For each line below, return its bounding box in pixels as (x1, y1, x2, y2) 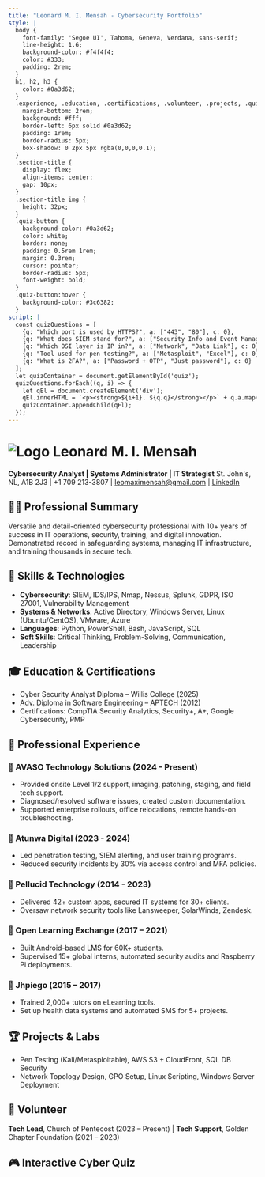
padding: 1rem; (22, 129, 73, 137)
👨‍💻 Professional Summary (8, 500, 140, 514)
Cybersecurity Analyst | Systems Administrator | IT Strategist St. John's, (8, 468, 252, 479)
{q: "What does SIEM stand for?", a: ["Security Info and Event (22, 335, 238, 343)
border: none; (22, 240, 69, 248)
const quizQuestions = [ (15, 320, 97, 328)
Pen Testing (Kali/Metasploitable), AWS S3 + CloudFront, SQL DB (19, 1054, 231, 1064)
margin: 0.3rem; (22, 254, 77, 262)
